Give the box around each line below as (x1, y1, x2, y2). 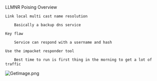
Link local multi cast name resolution (5, 14, 88, 19)
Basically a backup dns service (14, 22, 81, 27)
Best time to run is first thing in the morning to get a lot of (14, 57, 153, 62)
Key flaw (5, 31, 23, 36)
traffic (5, 62, 21, 67)
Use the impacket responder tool (5, 49, 75, 54)
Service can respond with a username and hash (14, 40, 112, 45)
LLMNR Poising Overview (5, 4, 57, 10)
